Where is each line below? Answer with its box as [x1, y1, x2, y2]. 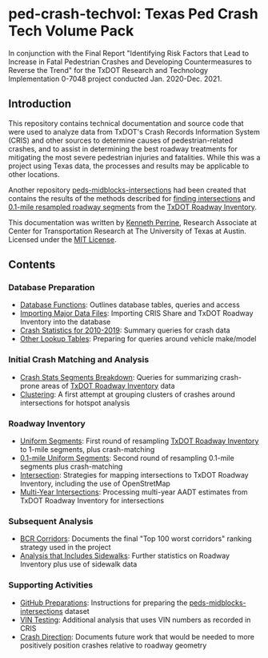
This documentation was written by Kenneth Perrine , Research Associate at [8, 217, 258, 227]
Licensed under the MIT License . [8, 234, 117, 244]
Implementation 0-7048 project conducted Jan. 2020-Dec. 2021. [8, 74, 222, 83]
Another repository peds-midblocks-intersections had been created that [8, 185, 246, 195]
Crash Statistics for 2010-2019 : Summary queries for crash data [19, 325, 230, 335]
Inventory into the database [19, 317, 111, 327]
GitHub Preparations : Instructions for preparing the [19, 598, 188, 608]
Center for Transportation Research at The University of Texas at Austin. [8, 226, 246, 236]
